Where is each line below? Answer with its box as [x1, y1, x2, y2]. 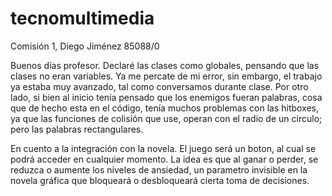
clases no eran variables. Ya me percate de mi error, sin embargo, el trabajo [10, 70, 323, 82]
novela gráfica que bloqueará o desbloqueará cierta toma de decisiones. [10, 174, 310, 186]
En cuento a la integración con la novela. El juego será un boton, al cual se [10, 142, 317, 154]
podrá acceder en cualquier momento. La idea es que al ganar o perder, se [10, 153, 319, 165]
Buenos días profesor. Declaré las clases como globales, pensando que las [10, 59, 320, 71]
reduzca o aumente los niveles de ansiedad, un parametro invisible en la [10, 163, 308, 176]
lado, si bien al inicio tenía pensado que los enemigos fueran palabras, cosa [10, 91, 323, 103]
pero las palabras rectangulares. [10, 123, 144, 135]
